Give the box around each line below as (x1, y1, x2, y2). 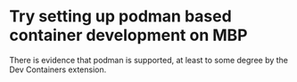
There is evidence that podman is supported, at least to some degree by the (9, 54, 288, 65)
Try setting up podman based (9, 6, 232, 27)
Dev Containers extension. (9, 64, 107, 75)
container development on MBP (9, 25, 248, 45)
